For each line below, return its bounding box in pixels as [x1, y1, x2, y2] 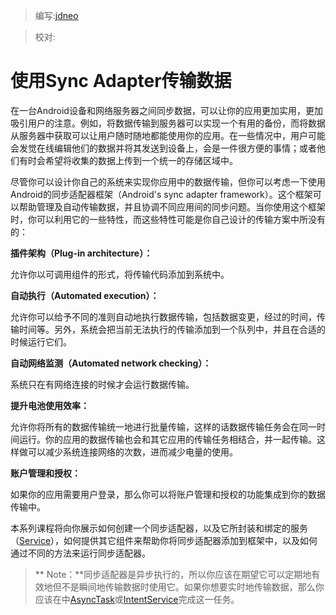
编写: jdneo [34, 10, 79, 21]
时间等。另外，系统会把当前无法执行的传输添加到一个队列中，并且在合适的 [18, 323, 326, 335]
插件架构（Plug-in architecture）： [10, 247, 153, 259]
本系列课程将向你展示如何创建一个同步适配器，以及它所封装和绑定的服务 [10, 522, 308, 534]
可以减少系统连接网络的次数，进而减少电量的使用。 [27, 445, 238, 458]
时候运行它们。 [10, 335, 72, 348]
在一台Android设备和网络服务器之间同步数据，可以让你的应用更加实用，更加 [10, 104, 323, 116]
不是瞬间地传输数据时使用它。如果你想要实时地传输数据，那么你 [61, 580, 325, 593]
